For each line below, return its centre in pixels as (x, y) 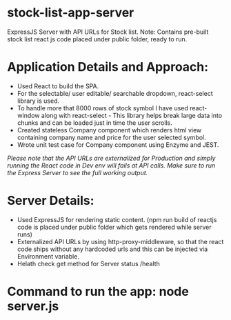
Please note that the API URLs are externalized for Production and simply (111, 158)
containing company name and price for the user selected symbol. (112, 137)
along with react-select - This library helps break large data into (132, 115)
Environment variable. (48, 256)
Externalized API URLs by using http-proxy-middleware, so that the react (120, 241)
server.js (33, 306)
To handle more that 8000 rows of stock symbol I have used (102, 108)
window (28, 115)
